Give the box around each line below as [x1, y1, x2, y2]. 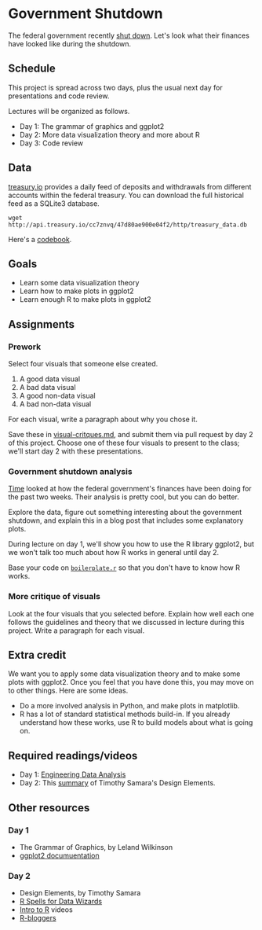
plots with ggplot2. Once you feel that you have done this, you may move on [8, 678, 254, 687]
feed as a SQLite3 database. [8, 198, 100, 208]
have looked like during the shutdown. [8, 39, 132, 48]
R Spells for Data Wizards [19, 897, 103, 906]
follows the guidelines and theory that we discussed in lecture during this [8, 617, 245, 627]
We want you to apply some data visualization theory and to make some [8, 669, 241, 678]
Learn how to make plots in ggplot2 [19, 286, 135, 296]
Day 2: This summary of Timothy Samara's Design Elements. [19, 778, 216, 788]
